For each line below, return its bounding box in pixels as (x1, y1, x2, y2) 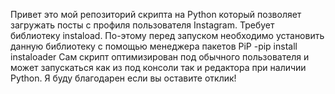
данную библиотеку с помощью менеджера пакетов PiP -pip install (10, 40, 298, 52)
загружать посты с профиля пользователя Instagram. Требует (10, 19, 275, 31)
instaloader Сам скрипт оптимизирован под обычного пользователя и (10, 51, 310, 63)
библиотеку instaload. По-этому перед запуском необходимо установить (10, 30, 325, 41)
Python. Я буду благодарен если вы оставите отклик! (10, 72, 237, 84)
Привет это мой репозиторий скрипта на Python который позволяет (10, 9, 302, 20)
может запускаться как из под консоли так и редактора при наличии (10, 62, 307, 73)
